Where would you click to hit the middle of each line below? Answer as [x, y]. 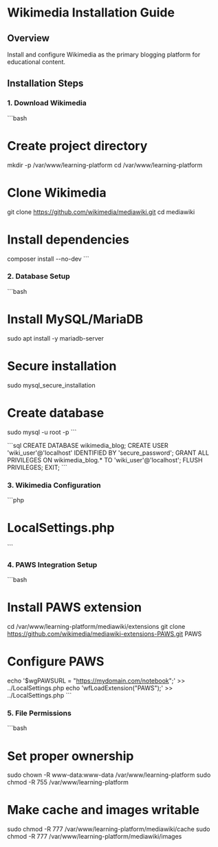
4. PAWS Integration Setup [52, 564]
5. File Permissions [40, 713]
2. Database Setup [39, 277]
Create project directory [77, 146]
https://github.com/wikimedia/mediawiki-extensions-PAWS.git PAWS [105, 634]
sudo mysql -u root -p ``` [42, 432]
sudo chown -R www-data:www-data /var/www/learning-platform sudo [109, 775]
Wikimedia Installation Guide [91, 13]
